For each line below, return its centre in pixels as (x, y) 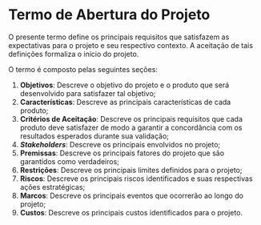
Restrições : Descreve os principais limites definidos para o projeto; (131, 170)
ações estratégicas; (52, 187)
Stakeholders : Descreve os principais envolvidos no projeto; (120, 144)
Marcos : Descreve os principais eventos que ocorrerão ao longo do (132, 195)
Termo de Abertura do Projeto (109, 15)
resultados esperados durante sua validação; (94, 136)
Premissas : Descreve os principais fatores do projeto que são (122, 153)
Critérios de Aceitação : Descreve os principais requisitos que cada (131, 119)
